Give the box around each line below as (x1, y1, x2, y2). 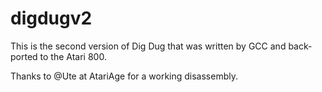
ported (10, 50, 38, 62)
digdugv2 (10, 7, 93, 30)
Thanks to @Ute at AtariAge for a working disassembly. (10, 70, 238, 82)
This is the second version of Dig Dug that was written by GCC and (10, 40, 287, 52)
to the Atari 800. (39, 50, 107, 62)
